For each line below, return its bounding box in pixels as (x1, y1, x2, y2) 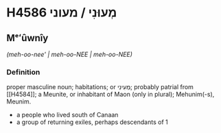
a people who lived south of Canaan (16, 111, 119, 119)
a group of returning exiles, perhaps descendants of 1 (16, 118, 169, 126)
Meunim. (6, 97, 32, 106)
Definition (6, 67, 40, 77)
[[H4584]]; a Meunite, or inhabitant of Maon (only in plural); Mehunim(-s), (6, 90, 215, 99)
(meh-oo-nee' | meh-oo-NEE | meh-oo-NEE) (6, 50, 133, 58)
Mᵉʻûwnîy (6, 32, 49, 44)
